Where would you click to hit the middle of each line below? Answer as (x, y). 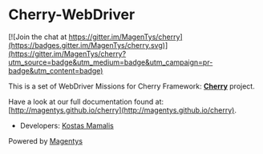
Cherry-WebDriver (72, 15)
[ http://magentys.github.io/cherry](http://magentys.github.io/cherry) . (122, 110)
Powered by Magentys (45, 140)
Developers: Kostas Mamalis (67, 125)
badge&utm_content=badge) (56, 70)
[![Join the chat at (38, 37)
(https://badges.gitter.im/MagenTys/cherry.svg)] (88, 45)
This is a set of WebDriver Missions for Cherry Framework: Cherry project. (131, 86)
